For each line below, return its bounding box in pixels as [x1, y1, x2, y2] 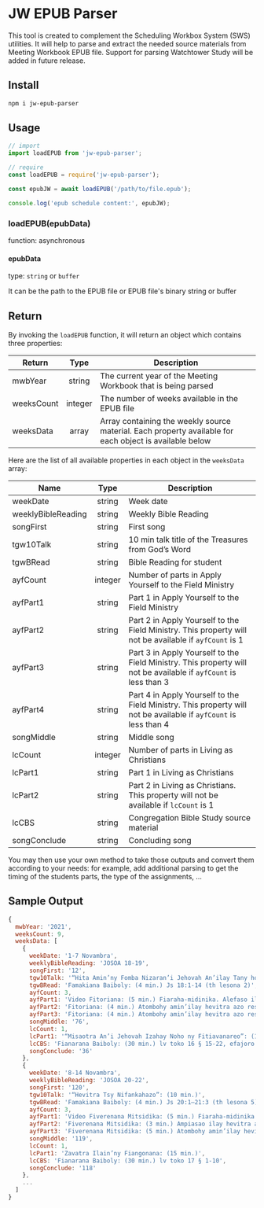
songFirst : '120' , [28, 1083, 90, 1092]
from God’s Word [128, 544, 191, 554]
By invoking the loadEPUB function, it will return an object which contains [8, 330, 242, 339]
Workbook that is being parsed [100, 381, 214, 391]
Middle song [128, 732, 174, 742]
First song [128, 521, 166, 532]
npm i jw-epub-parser [8, 99, 79, 107]
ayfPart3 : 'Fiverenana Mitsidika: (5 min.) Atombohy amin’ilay [28, 1128, 241, 1136]
